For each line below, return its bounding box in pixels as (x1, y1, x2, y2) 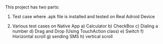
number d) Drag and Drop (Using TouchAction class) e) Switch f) (12, 28, 144, 34)
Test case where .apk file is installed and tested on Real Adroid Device (12, 14, 155, 19)
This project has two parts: (5, 4, 60, 10)
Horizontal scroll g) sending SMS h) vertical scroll (12, 34, 113, 39)
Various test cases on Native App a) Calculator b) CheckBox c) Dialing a (12, 23, 159, 29)
